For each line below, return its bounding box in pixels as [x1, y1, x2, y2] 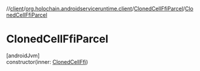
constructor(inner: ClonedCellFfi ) [6, 58, 89, 65]
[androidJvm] [6, 52, 40, 59]
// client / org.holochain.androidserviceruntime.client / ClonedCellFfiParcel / [6, 5, 186, 12]
